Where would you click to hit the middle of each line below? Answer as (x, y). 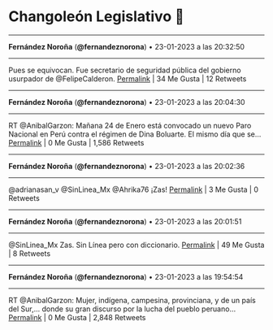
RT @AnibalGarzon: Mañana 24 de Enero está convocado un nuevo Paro (130, 125)
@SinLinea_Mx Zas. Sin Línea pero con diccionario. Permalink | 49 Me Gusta (136, 245)
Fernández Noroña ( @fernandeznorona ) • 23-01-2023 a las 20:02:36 (127, 166)
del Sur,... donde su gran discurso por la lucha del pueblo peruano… (122, 309)
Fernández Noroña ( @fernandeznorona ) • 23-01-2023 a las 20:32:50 (127, 46)
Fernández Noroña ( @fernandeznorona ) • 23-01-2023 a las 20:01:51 (125, 221)
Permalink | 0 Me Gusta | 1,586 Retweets (76, 142)
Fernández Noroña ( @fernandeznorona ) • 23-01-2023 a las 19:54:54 (126, 276)
